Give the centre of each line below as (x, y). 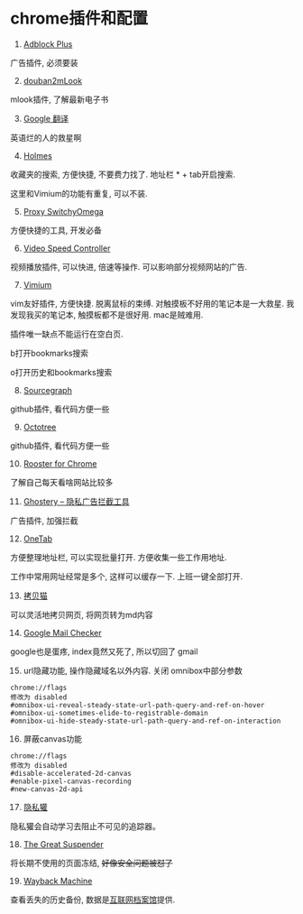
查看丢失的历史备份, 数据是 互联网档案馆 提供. (93, 900)
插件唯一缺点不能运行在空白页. (67, 334)
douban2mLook (53, 80)
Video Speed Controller (67, 248)
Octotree (40, 427)
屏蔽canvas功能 (52, 739)
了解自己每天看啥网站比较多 (62, 482)
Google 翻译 (46, 118)
